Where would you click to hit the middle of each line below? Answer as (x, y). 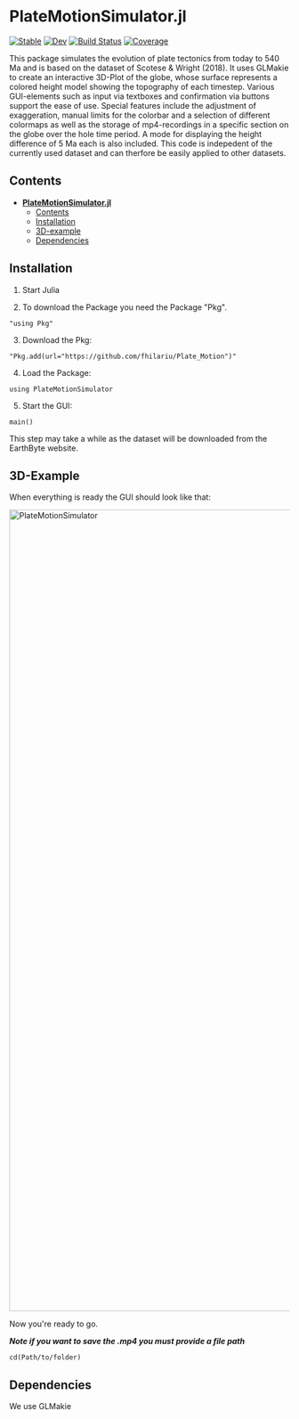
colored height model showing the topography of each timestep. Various (142, 86)
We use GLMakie (40, 1407)
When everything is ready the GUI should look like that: (110, 497)
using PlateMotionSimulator (61, 389)
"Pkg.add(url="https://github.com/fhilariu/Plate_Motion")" (123, 356)
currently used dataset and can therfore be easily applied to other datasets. (148, 152)
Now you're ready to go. (54, 1324)
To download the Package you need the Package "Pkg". (124, 307)
